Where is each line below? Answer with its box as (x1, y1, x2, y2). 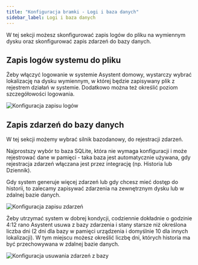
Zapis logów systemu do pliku (6, 55, 121, 65)
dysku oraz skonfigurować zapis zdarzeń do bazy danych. (6, 38, 152, 45)
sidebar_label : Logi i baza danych (6, 15, 96, 21)
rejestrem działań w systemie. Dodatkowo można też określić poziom (6, 84, 178, 91)
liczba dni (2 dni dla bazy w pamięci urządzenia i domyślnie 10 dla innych (6, 227, 188, 235)
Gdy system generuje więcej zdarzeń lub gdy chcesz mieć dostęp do (6, 178, 179, 186)
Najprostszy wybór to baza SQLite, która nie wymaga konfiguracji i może (6, 148, 187, 155)
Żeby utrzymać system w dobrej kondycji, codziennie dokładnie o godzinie (6, 215, 193, 222)
